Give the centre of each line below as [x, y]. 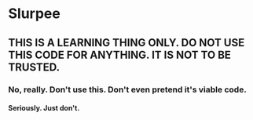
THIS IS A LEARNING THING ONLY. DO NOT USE [126, 43]
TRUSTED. [34, 67]
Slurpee [34, 14]
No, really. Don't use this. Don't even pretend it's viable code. [128, 89]
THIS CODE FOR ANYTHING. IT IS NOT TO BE [120, 55]
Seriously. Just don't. [44, 108]
